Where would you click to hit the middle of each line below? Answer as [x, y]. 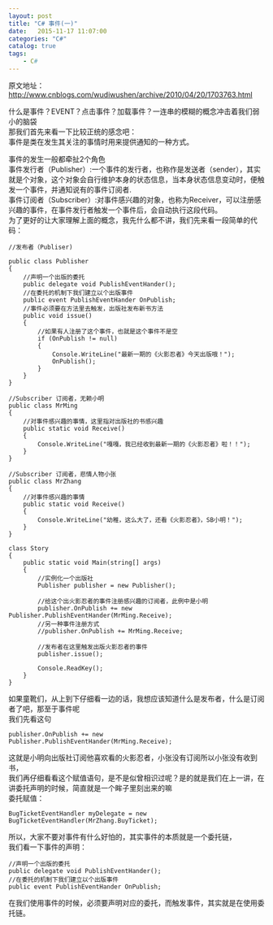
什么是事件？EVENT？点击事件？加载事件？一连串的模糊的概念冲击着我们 [131, 111]
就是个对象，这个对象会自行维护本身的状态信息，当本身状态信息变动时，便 [133, 179]
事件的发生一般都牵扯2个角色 [57, 159]
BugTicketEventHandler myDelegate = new [78, 814]
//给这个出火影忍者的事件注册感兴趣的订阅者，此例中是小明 [123, 601]
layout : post [30, 16]
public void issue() [58, 315]
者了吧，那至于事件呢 [44, 709]
